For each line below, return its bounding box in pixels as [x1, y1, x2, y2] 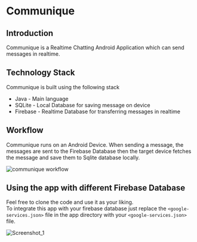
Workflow [6, 125, 44, 135]
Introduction [6, 28, 54, 38]
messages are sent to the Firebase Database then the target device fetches [6, 147, 192, 155]
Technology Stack [6, 68, 75, 78]
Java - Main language [14, 95, 69, 102]
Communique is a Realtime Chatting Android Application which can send [6, 44, 185, 51]
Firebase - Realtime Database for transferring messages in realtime [14, 108, 181, 115]
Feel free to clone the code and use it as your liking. [6, 199, 134, 206]
